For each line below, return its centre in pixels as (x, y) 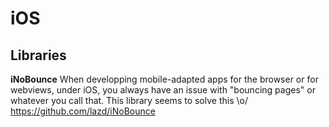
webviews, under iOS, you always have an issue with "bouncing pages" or (163, 90)
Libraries (38, 55)
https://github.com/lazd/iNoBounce (83, 111)
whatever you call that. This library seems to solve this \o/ (129, 100)
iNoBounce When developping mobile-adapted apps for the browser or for (164, 79)
